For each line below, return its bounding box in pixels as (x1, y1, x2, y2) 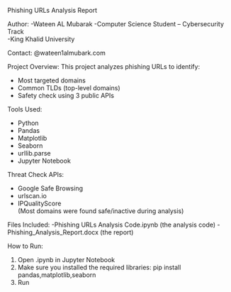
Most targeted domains (17, 76, 86, 85)
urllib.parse (17, 149, 51, 157)
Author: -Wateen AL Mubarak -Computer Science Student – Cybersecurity (7, 20, 225, 28)
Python (17, 119, 39, 127)
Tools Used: (7, 105, 43, 113)
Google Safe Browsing (17, 184, 84, 193)
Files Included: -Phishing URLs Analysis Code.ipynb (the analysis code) (7, 220, 216, 229)
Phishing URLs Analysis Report (7, 6, 98, 14)
